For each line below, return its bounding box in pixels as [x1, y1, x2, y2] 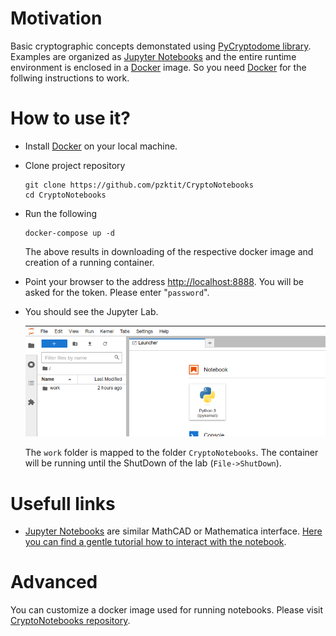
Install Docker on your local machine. [24, 140, 178, 152]
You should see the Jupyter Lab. [24, 305, 159, 317]
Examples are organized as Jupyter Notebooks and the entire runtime [10, 50, 297, 62]
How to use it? [10, 107, 131, 130]
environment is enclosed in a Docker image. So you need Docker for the [10, 61, 307, 73]
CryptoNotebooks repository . [10, 615, 131, 627]
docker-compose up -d [24, 228, 115, 238]
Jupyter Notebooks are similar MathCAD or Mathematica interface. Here [24, 525, 323, 537]
